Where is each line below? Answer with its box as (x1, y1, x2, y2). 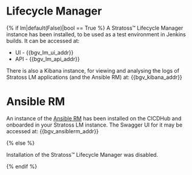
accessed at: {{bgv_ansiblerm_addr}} (6, 127, 99, 134)
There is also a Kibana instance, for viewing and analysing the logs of (6, 67, 180, 74)
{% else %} (6, 139, 35, 147)
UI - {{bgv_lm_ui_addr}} (15, 48, 74, 56)
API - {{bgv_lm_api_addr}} (15, 55, 80, 62)
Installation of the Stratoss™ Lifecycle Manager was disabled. (6, 151, 159, 158)
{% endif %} (6, 162, 38, 170)
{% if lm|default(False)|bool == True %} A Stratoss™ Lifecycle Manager (6, 24, 184, 31)
